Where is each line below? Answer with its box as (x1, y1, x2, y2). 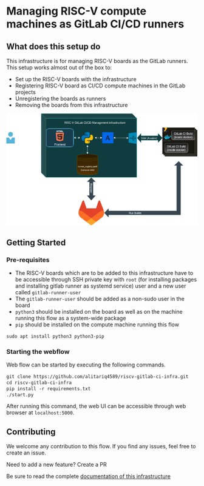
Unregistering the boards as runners (15, 95, 106, 102)
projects (15, 89, 36, 95)
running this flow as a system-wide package (15, 314, 126, 322)
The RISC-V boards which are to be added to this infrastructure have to (15, 269, 194, 277)
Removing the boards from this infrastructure (15, 101, 129, 109)
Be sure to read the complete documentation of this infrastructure (6, 473, 171, 480)
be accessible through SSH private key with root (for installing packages (15, 275, 197, 283)
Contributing (6, 427, 56, 437)
